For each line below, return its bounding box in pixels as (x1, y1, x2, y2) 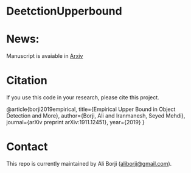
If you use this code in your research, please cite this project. (6, 94, 159, 101)
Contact (6, 140, 48, 154)
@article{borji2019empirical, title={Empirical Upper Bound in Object (6, 105, 176, 113)
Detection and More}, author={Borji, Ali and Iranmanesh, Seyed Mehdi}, (6, 112, 186, 119)
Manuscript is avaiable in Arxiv (6, 52, 83, 60)
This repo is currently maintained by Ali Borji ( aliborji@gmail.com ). (6, 160, 172, 167)
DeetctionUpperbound (6, 4, 123, 18)
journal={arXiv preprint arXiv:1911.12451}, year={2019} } (6, 119, 145, 126)
